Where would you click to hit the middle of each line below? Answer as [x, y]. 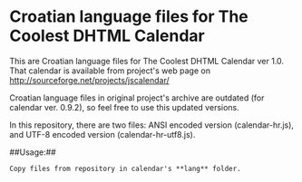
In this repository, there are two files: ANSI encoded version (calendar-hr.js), [152, 125]
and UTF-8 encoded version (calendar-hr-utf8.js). [102, 134]
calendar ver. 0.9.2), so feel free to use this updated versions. [125, 107]
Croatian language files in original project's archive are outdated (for [137, 98]
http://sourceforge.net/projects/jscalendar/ [89, 80]
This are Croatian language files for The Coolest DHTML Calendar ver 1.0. [146, 61]
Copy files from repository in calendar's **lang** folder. [126, 168]
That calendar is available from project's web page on [110, 71]
